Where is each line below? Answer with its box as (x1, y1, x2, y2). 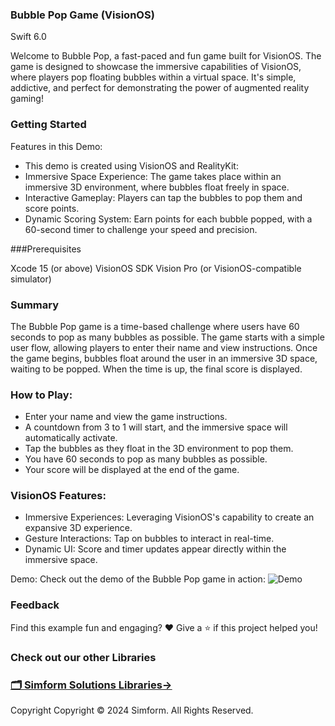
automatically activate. (24, 432, 118, 444)
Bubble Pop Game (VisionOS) (10, 8, 155, 22)
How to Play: (10, 388, 73, 402)
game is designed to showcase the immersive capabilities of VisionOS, (10, 61, 302, 73)
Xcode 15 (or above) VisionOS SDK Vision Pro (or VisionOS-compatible (10, 262, 302, 274)
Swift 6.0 (10, 31, 47, 43)
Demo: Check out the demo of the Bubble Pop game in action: (10, 573, 266, 585)
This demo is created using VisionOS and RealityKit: (24, 159, 239, 172)
